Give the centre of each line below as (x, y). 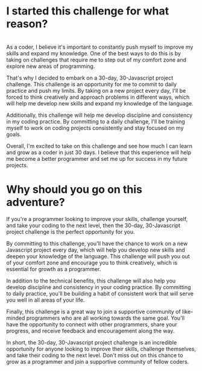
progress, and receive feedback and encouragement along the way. (90, 331)
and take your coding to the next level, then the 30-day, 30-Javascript (93, 225)
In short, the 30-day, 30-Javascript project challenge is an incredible (92, 342)
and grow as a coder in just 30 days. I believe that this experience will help (99, 152)
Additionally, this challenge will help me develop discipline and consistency (99, 115)
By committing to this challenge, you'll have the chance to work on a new (97, 243)
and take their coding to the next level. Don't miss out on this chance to (95, 355)
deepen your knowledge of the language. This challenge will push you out (98, 256)
